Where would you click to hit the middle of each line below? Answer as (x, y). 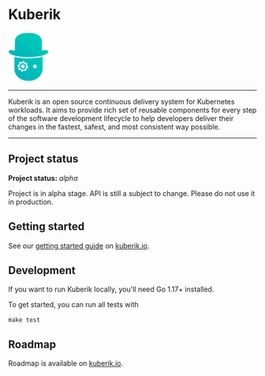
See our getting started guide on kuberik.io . (79, 246)
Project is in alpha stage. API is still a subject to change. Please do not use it (132, 193)
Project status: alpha (43, 178)
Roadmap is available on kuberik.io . (66, 363)
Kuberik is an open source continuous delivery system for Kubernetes (121, 101)
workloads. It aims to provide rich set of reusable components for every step (132, 110)
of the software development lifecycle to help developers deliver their (121, 118)
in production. (31, 201)
